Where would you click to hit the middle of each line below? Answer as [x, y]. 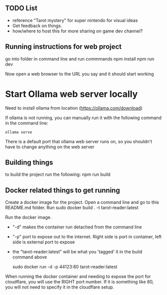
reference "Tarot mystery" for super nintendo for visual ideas [75, 20]
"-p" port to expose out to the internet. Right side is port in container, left [87, 237]
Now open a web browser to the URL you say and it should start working [80, 74]
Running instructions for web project [64, 47]
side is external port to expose [44, 242]
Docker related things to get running [63, 190]
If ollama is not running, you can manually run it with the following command [83, 118]
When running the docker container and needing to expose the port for [78, 276]
